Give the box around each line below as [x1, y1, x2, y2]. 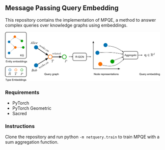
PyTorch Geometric [12, 105, 52, 111]
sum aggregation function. [5, 139, 59, 145]
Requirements [5, 89, 40, 95]
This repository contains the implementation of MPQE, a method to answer [5, 17, 156, 23]
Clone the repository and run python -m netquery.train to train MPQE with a [5, 134, 160, 140]
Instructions [5, 122, 35, 129]
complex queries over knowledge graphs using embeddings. [5, 22, 128, 28]
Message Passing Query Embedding [5, 4, 119, 12]
